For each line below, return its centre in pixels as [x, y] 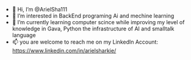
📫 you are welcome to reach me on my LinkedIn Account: [85, 42]
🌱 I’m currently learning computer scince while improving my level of [98, 22]
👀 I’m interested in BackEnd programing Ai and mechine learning [93, 16]
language [24, 35]
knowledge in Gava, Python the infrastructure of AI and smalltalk [93, 28]
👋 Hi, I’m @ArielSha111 [40, 9]
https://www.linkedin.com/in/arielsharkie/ [64, 51]
